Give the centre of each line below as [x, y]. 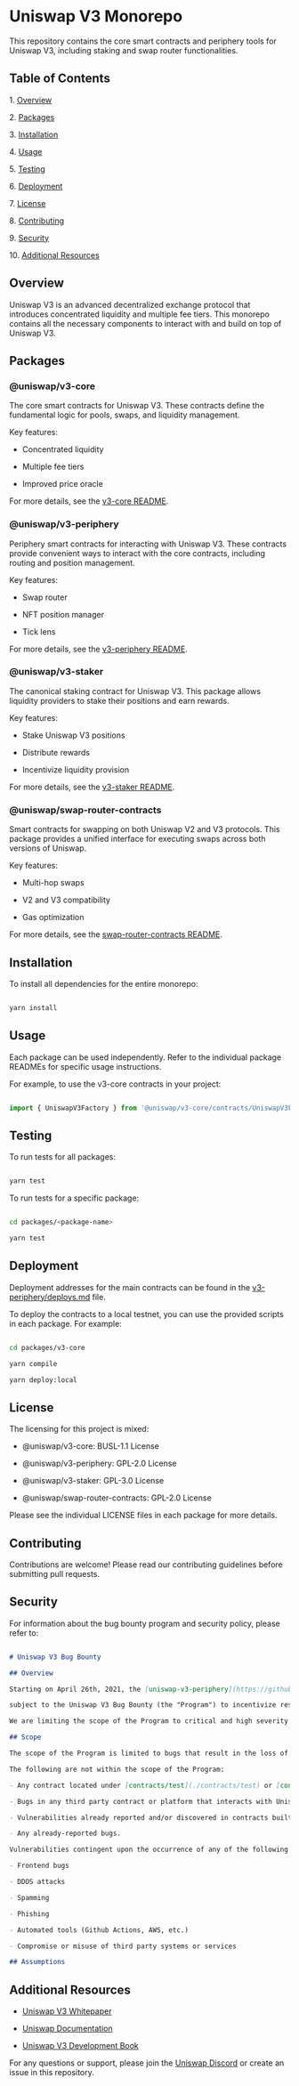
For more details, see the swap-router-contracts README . [116, 934]
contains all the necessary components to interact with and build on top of [145, 323]
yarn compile [33, 1363]
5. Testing [28, 169]
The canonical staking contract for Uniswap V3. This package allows [135, 691]
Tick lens [39, 631]
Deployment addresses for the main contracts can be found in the [130, 1287]
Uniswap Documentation [67, 2029]
